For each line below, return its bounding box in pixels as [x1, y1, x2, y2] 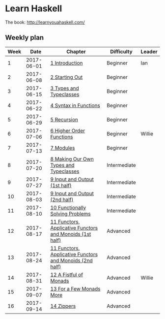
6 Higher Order [50, 127, 85, 134]
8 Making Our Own [50, 156, 94, 162]
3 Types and [50, 85, 80, 92]
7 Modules [50, 144, 75, 151]
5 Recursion [50, 116, 79, 123]
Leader [140, 48, 158, 55]
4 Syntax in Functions [50, 102, 101, 109]
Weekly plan [5, 33, 44, 42]
